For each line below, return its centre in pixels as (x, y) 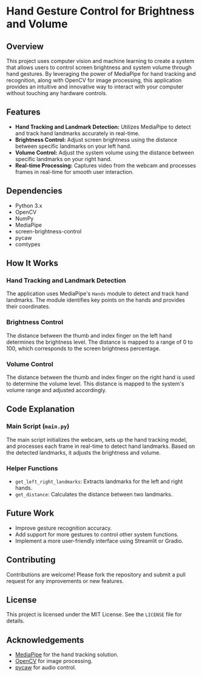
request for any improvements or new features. (65, 581)
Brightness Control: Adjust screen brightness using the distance (96, 139)
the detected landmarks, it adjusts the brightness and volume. (84, 452)
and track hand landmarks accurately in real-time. (77, 133)
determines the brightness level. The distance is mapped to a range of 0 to (99, 342)
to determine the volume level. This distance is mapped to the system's (95, 384)
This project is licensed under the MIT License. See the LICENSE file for (94, 615)
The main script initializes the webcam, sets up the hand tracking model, (97, 439)
